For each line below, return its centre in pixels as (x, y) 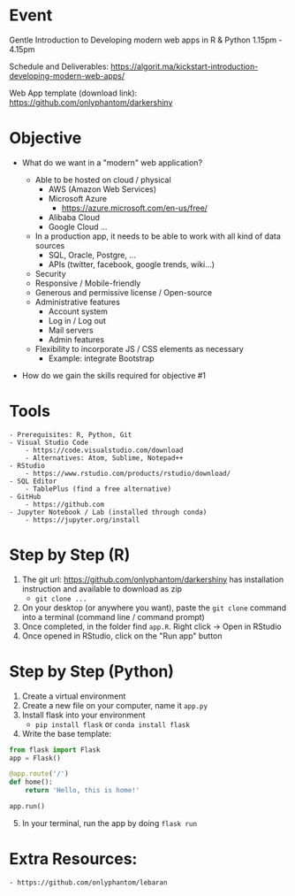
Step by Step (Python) (92, 671)
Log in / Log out (77, 320)
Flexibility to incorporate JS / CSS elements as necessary (140, 348)
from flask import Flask (55, 750)
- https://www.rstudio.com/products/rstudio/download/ (128, 473)
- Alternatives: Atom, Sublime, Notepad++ (104, 458)
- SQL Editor (33, 481)
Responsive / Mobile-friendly (88, 283)
